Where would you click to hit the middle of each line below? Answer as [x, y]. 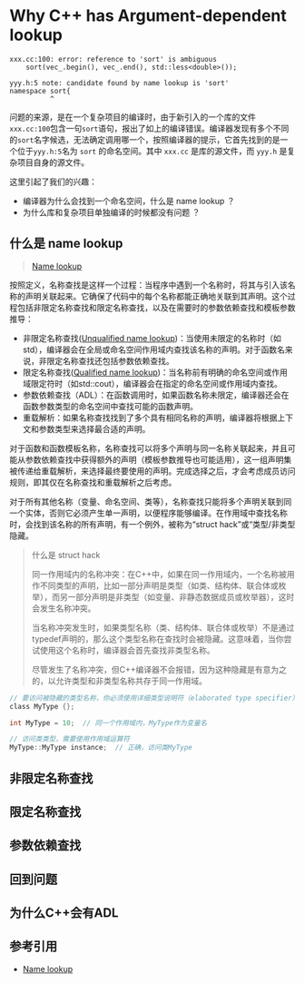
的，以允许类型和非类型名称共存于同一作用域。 [119, 681]
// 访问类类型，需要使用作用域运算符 [69, 739]
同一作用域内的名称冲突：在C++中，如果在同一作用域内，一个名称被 [159, 574]
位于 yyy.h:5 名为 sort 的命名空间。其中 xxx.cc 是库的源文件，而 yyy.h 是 [152, 151]
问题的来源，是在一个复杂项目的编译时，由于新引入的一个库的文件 [133, 117]
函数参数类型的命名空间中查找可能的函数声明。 [110, 406]
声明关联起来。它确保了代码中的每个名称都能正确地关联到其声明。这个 [156, 296]
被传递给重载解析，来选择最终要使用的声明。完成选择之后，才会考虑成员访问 [152, 471]
